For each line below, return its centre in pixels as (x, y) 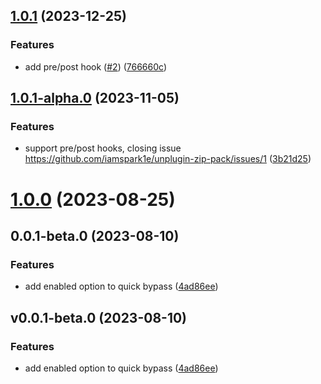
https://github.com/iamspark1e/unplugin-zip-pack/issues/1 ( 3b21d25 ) (168, 159)
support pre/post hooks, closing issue (103, 148)
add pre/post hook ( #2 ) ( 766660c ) (96, 66)
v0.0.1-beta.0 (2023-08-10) (99, 317)
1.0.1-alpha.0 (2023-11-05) (95, 98)
